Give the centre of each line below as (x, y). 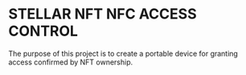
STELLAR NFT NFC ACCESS (102, 14)
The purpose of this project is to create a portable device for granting (123, 53)
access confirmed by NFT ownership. (71, 62)
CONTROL (43, 31)
